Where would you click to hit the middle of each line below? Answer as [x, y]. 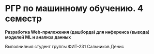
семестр [23, 19]
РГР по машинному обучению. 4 [74, 8]
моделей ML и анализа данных [38, 37]
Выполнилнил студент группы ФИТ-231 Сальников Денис [65, 46]
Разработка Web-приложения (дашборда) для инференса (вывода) [77, 32]
